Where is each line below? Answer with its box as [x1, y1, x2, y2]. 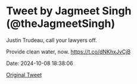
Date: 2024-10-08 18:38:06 [6, 60, 73, 67]
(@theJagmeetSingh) [6, 17, 115, 30]
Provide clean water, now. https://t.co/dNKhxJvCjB [6, 48, 131, 55]
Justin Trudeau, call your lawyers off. [6, 36, 97, 43]
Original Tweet [6, 71, 42, 78]
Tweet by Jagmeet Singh [6, 4, 132, 18]
